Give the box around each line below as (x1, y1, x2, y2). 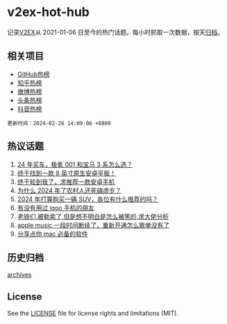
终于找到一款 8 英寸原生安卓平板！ (17, 169, 117, 177)
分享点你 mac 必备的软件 (17, 230, 88, 238)
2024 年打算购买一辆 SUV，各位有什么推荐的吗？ (17, 195, 158, 203)
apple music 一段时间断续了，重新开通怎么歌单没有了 (17, 221, 170, 229)
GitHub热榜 (17, 70, 50, 78)
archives (7, 271, 32, 279)
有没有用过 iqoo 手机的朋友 (17, 203, 95, 212)
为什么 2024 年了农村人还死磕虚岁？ (17, 186, 121, 194)
